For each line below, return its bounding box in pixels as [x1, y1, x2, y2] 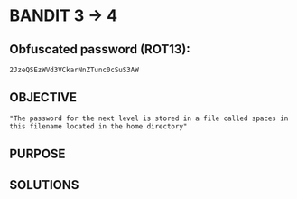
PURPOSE [9, 147, 66, 162]
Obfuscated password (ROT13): [9, 42, 191, 57]
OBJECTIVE [9, 90, 77, 105]
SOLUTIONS [9, 177, 79, 193]
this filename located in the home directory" [9, 121, 188, 131]
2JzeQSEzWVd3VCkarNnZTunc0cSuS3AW [9, 65, 140, 74]
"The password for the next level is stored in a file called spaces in [9, 114, 289, 123]
